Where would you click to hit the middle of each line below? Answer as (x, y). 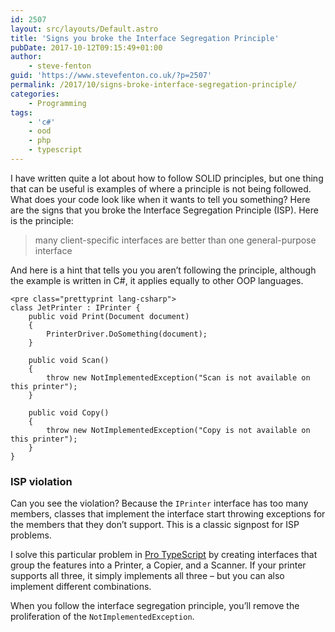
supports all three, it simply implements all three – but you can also (147, 576)
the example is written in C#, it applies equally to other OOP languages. (157, 280)
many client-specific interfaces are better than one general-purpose (175, 240)
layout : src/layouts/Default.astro (84, 29)
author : (26, 57)
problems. (31, 535)
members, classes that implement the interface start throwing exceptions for (168, 514)
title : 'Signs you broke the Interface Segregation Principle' (145, 38)
